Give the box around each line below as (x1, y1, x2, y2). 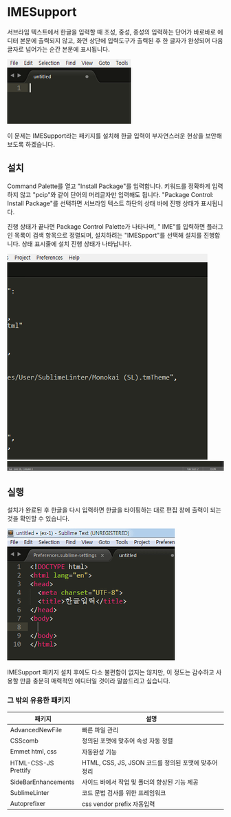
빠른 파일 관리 (81, 726, 119, 734)
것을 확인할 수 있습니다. (7, 515, 70, 523)
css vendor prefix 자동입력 (81, 800, 155, 808)
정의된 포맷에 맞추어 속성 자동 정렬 (81, 736, 173, 745)
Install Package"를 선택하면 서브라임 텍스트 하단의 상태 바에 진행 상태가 (7, 199, 199, 207)
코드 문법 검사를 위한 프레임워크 (81, 789, 166, 797)
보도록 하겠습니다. (7, 140, 56, 148)
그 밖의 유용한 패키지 (7, 696, 71, 705)
